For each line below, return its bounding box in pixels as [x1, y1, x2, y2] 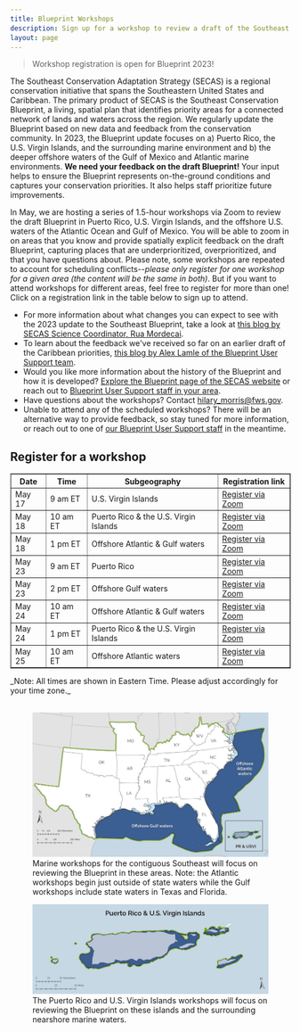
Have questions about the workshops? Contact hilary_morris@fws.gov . [22, 395, 284, 406]
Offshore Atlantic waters [91, 651, 181, 662]
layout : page [10, 33, 59, 42]
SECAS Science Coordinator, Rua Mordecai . [22, 328, 184, 339]
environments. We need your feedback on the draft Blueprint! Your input [10, 161, 280, 172]
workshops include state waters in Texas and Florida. [32, 886, 228, 896]
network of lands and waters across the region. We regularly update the [10, 114, 274, 125]
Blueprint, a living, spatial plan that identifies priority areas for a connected [10, 104, 284, 115]
